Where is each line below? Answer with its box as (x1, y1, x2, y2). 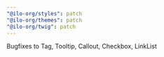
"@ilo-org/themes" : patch (6, 17, 82, 24)
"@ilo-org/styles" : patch (6, 10, 82, 17)
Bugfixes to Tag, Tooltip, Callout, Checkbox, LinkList (6, 42, 157, 51)
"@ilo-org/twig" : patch (6, 23, 76, 30)
